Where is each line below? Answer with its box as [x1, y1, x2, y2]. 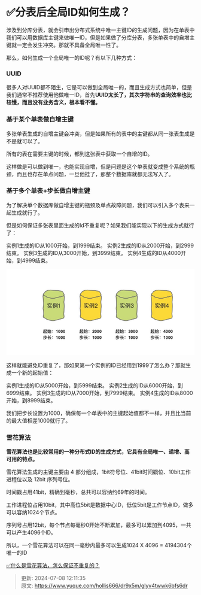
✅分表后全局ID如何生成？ [6, 5, 130, 19]
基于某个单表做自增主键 [6, 115, 74, 123]
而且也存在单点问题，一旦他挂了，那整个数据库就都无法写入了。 [16, 170, 174, 177]
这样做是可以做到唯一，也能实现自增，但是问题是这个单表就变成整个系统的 [6, 163, 190, 170]
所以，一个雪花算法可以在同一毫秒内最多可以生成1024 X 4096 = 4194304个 [6, 541, 193, 548]
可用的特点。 [6, 456, 38, 463]
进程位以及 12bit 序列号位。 [6, 475, 74, 482]
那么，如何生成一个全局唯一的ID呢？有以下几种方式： [6, 54, 138, 61]
